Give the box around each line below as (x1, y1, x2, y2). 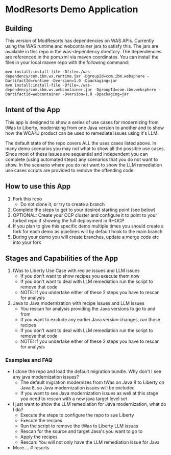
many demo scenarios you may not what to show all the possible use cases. (5, 145, 165, 152)
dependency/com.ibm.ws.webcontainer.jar (5, 87, 93, 92)
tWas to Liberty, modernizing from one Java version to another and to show (5, 125, 164, 131)
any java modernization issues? (12, 374, 79, 380)
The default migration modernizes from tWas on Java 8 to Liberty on (20, 379, 165, 385)
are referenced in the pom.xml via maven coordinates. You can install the (5, 54, 159, 60)
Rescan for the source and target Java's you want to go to (20, 428, 143, 434)
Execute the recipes (20, 417, 62, 423)
